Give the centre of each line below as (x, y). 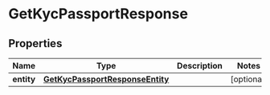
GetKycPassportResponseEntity (106, 79)
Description (200, 66)
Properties (35, 44)
